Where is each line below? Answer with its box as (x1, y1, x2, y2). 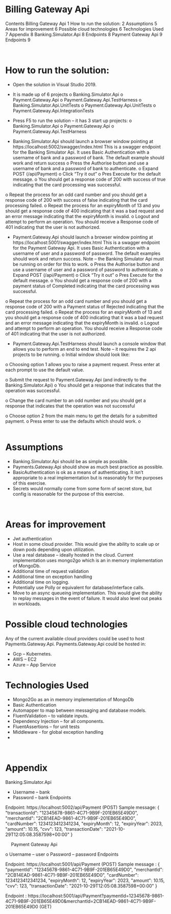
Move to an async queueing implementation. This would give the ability (12, 590, 162, 596)
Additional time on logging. (12, 579, 69, 585)
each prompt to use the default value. (5, 367, 84, 373)
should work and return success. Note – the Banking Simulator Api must (12, 255, 164, 261)
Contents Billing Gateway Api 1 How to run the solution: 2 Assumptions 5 (5, 20, 157, 27)
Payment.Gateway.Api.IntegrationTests (12, 107, 94, 113)
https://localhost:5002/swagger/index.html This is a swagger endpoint (12, 143, 161, 150)
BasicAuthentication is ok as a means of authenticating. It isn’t (12, 469, 144, 475)
